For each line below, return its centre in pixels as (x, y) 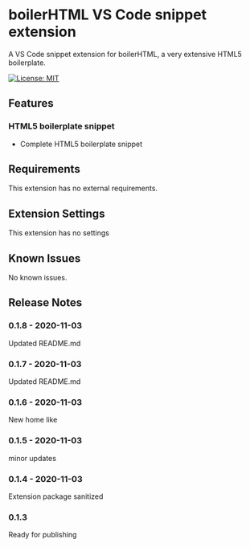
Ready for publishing (43, 535)
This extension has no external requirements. (83, 188)
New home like (33, 420)
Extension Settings (57, 213)
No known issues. (38, 278)
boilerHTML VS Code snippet (108, 15)
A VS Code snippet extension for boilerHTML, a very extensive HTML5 (125, 54)
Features (31, 103)
